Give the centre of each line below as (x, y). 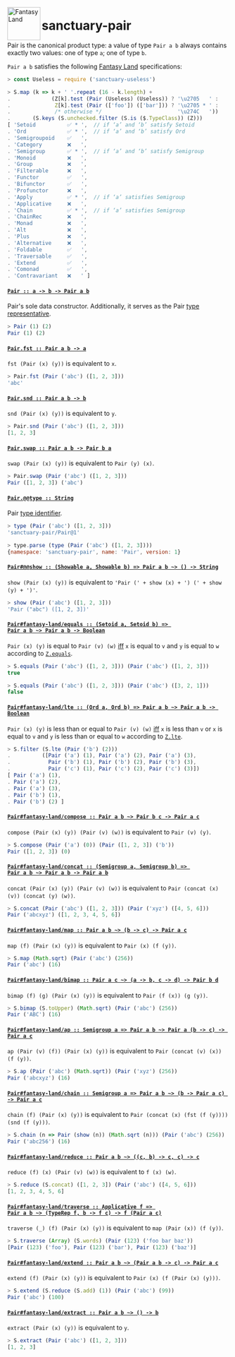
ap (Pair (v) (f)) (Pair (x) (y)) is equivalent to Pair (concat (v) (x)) (115, 1051)
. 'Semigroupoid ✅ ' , (47, 138)
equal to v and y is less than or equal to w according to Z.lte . (95, 736)
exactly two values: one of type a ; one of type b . (77, 52)
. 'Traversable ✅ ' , (47, 256)
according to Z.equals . (40, 653)
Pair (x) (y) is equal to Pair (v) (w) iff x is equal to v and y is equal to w (113, 645)
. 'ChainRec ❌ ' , (47, 217)
